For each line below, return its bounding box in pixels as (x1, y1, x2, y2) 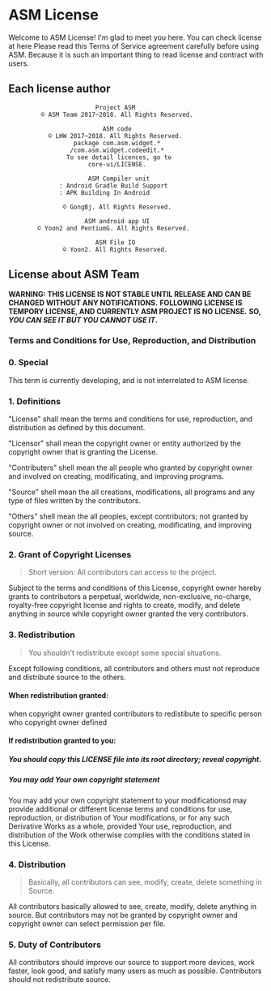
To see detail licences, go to (66, 153, 172, 162)
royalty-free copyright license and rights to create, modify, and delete (8, 601, 241, 610)
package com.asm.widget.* (73, 139, 161, 147)
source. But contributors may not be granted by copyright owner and (8, 911, 238, 920)
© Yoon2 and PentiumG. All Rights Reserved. (37, 224, 190, 232)
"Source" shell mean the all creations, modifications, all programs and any (8, 487, 256, 497)
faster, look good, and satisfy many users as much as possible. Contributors (8, 966, 262, 976)
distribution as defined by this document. (8, 423, 146, 433)
